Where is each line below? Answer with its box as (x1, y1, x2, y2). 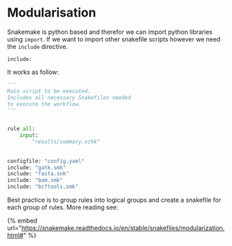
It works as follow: (7, 68, 59, 76)
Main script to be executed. (7, 88, 91, 95)
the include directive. (7, 42, 68, 50)
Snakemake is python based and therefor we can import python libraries (7, 28, 213, 36)
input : (19, 132, 39, 139)
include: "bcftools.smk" (7, 183, 79, 191)
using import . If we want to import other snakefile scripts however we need (7, 35, 221, 43)
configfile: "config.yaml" (7, 158, 85, 164)
